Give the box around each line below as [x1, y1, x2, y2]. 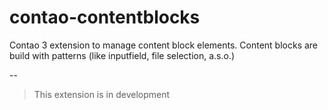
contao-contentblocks [9, 6, 201, 29]
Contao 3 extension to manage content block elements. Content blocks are [9, 39, 319, 51]
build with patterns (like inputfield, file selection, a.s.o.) [9, 49, 236, 61]
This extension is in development [33, 88, 171, 100]
